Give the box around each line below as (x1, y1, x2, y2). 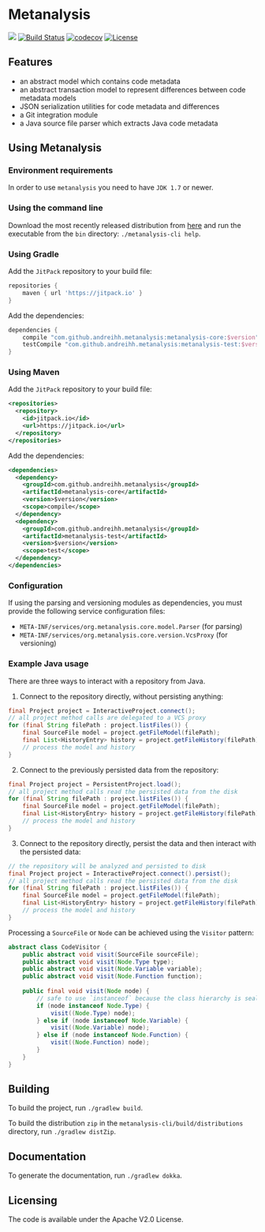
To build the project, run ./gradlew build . (8, 1103, 144, 1113)
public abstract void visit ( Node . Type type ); (22, 957, 175, 966)
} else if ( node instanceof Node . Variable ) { (36, 1017, 189, 1024)
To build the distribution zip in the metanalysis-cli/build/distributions (8, 1118, 244, 1128)
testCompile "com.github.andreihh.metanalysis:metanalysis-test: (22, 341, 242, 349)
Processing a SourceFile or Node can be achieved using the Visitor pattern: (8, 927, 255, 937)
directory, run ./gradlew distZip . (8, 1127, 117, 1137)
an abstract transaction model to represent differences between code (19, 84, 246, 94)
